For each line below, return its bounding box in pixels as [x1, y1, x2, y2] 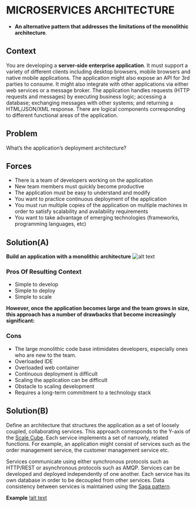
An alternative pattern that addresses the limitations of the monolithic [14, 23, 189, 30]
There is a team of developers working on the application [14, 177, 153, 184]
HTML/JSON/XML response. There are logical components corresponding [6, 105, 186, 112]
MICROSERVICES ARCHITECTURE [6, 4, 175, 17]
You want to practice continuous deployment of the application [14, 195, 167, 202]
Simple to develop [14, 281, 59, 288]
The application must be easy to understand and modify [14, 189, 151, 197]
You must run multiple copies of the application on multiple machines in [14, 202, 188, 209]
